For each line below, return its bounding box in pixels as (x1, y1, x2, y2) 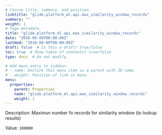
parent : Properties (14, 87, 55, 92)
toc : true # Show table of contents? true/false (5, 49, 112, 54)
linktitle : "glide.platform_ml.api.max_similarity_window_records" (5, 12, 150, 17)
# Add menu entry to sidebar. (5, 63, 69, 69)
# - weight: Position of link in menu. (5, 73, 89, 78)
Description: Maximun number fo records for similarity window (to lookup (5, 110, 157, 116)
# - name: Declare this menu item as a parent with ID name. (5, 68, 136, 73)
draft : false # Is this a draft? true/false (5, 45, 102, 50)
